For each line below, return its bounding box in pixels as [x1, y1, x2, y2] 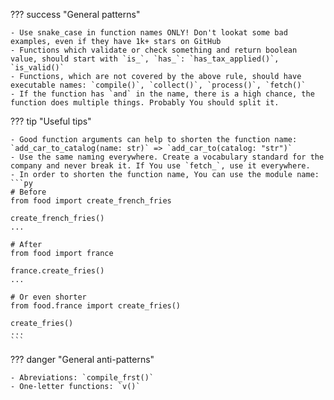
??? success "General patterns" [10, 9, 141, 20]
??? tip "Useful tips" [10, 115, 92, 127]
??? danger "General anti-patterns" [10, 354, 155, 365]
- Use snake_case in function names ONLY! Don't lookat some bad [10, 28, 288, 38]
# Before [10, 187, 47, 197]
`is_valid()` [10, 63, 65, 73]
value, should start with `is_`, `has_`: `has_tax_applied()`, [10, 54, 280, 64]
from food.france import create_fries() [10, 301, 182, 311]
